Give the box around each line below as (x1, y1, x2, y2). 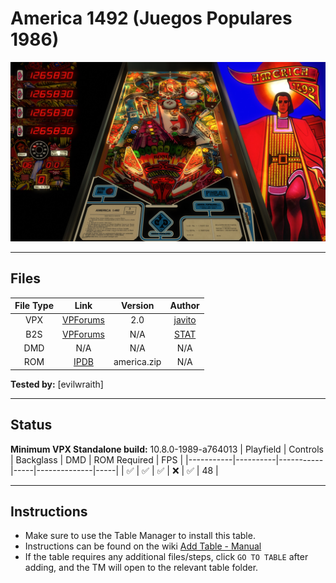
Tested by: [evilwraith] (10, 378, 104, 390)
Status (10, 417, 53, 434)
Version (120, 300, 155, 312)
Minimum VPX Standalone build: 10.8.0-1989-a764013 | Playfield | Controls (10, 443, 324, 455)
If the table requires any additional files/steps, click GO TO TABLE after (24, 551, 309, 563)
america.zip (113, 356, 162, 368)
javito (173, 314, 197, 326)
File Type (14, 300, 54, 312)
